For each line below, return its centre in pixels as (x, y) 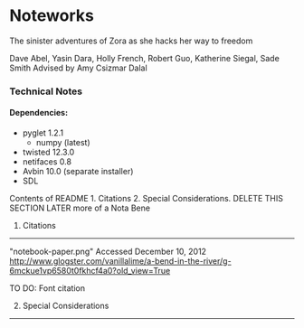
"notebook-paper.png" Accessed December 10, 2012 (108, 252)
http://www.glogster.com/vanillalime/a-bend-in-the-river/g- (121, 261)
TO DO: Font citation (47, 288)
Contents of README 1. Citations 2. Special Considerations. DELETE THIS (146, 199)
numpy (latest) (63, 143)
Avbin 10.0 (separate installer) (78, 172)
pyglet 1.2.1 (43, 133)
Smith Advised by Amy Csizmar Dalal (78, 68)
